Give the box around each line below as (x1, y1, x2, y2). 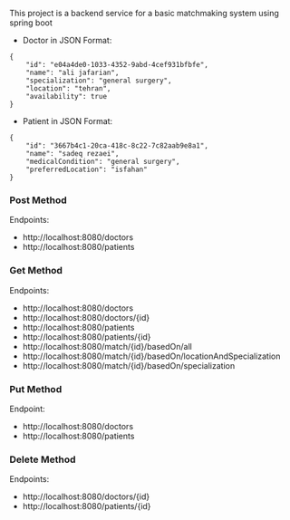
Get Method (9, 265, 63, 277)
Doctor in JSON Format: (22, 35, 112, 45)
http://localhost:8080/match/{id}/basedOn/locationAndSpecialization (22, 351, 281, 361)
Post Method (9, 194, 68, 207)
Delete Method (9, 453, 76, 466)
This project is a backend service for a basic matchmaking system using (9, 8, 279, 18)
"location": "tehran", (25, 84, 111, 93)
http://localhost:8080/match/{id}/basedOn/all (22, 341, 193, 351)
